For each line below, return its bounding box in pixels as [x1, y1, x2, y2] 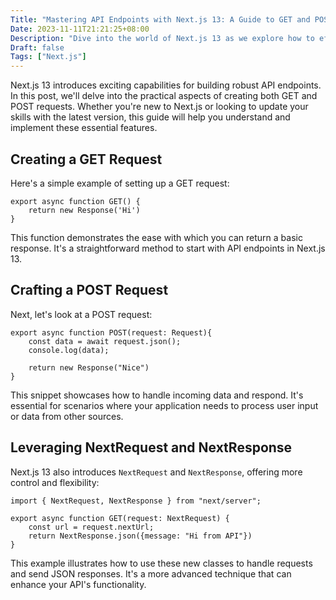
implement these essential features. [10, 122, 158, 134]
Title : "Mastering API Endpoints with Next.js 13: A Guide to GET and [10, 14, 311, 25]
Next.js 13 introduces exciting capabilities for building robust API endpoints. [10, 79, 322, 91]
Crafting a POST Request [10, 282, 169, 299]
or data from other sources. [10, 410, 124, 422]
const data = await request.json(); [28, 336, 182, 346]
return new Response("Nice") [28, 362, 150, 373]
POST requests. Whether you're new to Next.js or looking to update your [10, 101, 309, 113]
